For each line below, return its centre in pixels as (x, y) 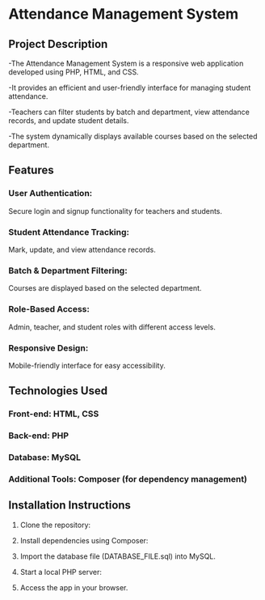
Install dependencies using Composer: (84, 540)
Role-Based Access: (49, 309)
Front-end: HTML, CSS (54, 414)
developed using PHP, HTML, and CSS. (74, 72)
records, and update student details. (69, 121)
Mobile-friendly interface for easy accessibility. (87, 365)
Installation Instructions (70, 506)
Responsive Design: (48, 347)
